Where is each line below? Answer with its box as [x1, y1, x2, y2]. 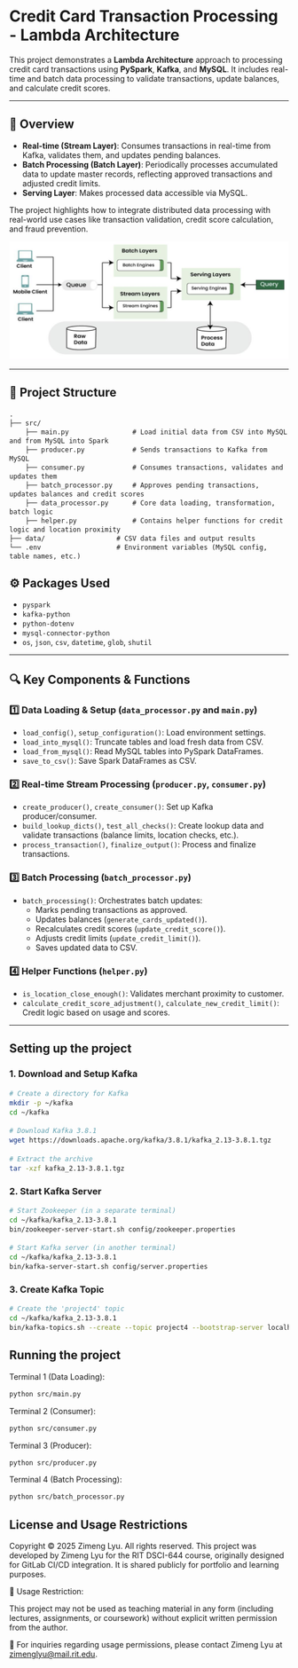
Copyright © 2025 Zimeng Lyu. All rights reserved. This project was [9, 1541, 257, 1552]
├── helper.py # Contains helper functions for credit [25, 516, 284, 525]
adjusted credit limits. [21, 177, 101, 188]
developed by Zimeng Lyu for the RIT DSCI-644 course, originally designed [9, 1550, 285, 1561]
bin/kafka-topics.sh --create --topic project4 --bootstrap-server [9, 1324, 264, 1333]
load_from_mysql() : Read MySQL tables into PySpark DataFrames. [21, 746, 264, 757]
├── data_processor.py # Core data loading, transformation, [25, 499, 276, 507]
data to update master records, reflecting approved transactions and [21, 169, 273, 179]
